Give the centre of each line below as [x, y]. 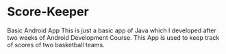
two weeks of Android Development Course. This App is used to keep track [113, 37]
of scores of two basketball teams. [56, 45]
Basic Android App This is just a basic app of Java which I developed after [112, 30]
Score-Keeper [48, 12]
